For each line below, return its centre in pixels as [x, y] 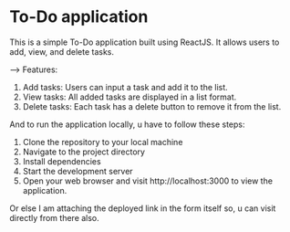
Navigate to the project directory [84, 152]
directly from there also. [55, 217]
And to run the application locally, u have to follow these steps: [127, 124]
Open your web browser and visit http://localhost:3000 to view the [148, 181]
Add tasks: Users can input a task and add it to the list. [125, 87]
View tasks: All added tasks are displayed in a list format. [129, 97]
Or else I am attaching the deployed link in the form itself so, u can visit [143, 208]
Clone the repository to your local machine [103, 142]
